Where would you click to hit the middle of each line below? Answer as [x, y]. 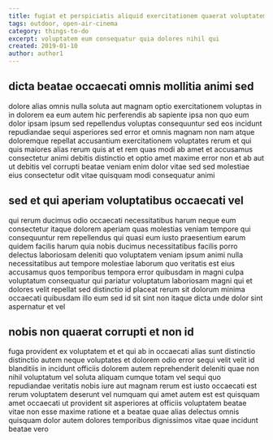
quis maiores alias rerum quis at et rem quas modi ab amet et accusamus [131, 149]
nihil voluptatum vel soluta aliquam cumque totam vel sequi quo [115, 377]
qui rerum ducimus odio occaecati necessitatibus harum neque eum [122, 220]
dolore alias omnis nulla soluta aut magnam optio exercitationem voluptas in [135, 106]
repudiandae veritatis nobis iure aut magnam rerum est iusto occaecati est [133, 386]
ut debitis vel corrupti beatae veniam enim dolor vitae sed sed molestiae [129, 166]
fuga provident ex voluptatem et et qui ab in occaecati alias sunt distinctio [132, 352]
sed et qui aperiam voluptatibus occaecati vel [126, 201]
